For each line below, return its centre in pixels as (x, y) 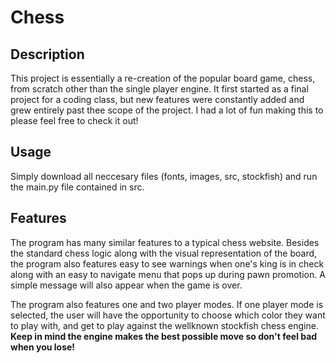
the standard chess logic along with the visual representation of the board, (164, 253)
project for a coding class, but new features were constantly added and (157, 99)
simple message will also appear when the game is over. (126, 285)
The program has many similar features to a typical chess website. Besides (165, 242)
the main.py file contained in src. (77, 187)
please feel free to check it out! (74, 120)
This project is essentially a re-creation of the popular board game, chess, (163, 78)
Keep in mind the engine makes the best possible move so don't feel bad (164, 336)
